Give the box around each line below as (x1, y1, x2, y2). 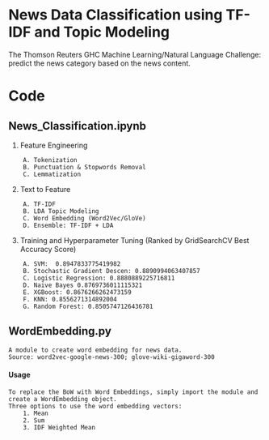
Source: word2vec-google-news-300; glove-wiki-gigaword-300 (8, 352, 216, 361)
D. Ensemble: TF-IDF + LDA (23, 221, 114, 229)
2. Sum (23, 416, 45, 425)
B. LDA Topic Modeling (23, 207, 99, 216)
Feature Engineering (19, 140, 88, 150)
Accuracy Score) (19, 244, 77, 254)
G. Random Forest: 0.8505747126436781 (23, 302, 153, 310)
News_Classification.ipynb (8, 119, 147, 133)
